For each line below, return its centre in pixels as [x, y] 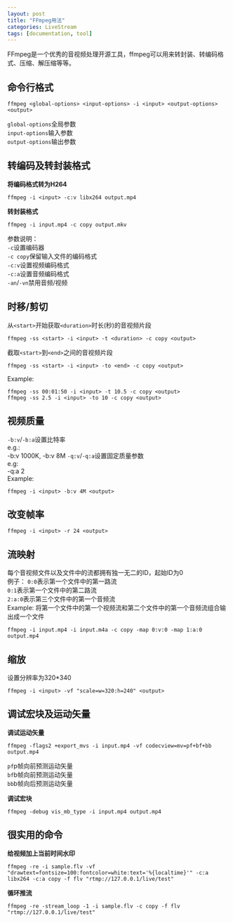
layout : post [26, 14]
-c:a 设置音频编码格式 [38, 273]
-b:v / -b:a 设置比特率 [36, 439]
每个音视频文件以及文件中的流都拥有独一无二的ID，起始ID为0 [95, 573]
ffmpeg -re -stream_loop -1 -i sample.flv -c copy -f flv [94, 906]
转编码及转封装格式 [49, 166]
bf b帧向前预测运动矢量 [40, 775]
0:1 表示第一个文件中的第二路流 [52, 590]
